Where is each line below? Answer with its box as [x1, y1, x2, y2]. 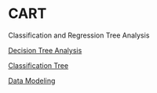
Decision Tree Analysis [8, 45, 82, 55]
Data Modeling [8, 76, 56, 85]
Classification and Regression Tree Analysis [8, 30, 150, 40]
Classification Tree [8, 60, 69, 70]
